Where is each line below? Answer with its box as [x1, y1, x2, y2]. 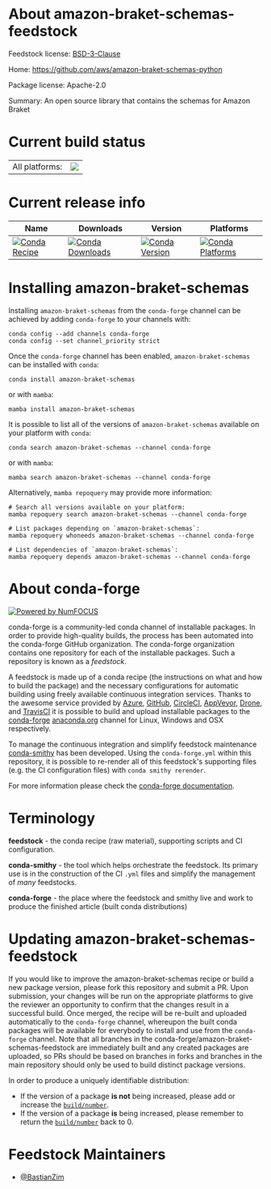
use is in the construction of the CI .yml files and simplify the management [8, 869, 256, 878]
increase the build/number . [19, 1099, 110, 1109]
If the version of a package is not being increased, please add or [19, 1091, 236, 1101]
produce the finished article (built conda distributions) [8, 901, 188, 911]
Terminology [8, 809, 95, 827]
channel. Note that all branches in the [27, 1034, 153, 1043]
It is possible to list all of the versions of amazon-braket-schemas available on [8, 419, 260, 429]
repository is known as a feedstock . [8, 656, 127, 666]
